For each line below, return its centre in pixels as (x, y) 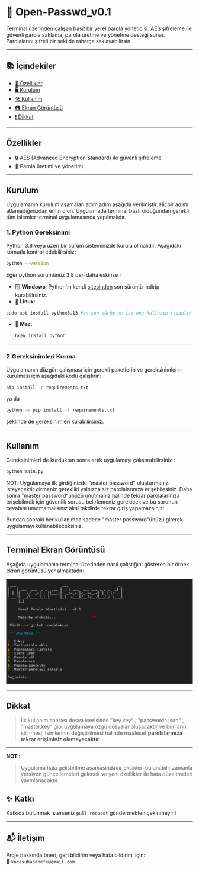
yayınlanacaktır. (40, 780)
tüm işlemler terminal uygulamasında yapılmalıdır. (66, 217)
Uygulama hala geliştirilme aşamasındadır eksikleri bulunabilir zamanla (107, 767)
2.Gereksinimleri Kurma (41, 357)
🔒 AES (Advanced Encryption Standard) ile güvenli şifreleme (88, 158)
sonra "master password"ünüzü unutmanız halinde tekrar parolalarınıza (93, 496)
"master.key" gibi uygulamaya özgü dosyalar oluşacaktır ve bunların (103, 726)
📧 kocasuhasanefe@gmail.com (41, 862)
